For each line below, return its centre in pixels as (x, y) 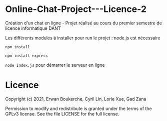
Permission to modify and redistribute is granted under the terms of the (78, 109)
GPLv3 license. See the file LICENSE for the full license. (62, 114)
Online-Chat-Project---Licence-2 (76, 9)
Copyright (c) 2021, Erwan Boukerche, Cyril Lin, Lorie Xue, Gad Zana (76, 99)
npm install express (27, 56)
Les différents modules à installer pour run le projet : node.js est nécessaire (83, 38)
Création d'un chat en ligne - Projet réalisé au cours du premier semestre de (84, 23)
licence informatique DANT (33, 28)
